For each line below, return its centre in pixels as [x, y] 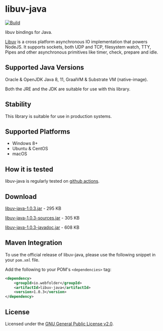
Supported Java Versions [45, 68]
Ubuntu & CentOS [30, 149]
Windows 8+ [25, 143]
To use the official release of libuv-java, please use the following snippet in [80, 254]
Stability [18, 104]
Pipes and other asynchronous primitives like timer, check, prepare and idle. [81, 52]
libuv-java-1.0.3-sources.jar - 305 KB [42, 218]
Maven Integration [34, 243]
